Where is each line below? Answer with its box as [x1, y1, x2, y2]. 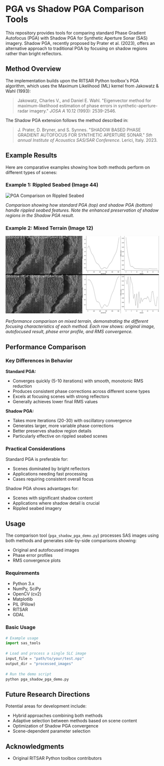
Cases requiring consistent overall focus [12, 476, 94, 482]
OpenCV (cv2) [12, 591, 42, 597]
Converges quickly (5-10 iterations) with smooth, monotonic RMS [12, 378, 144, 384]
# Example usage [5, 635, 38, 641]
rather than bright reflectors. [5, 50, 63, 57]
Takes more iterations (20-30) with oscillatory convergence [12, 417, 132, 423]
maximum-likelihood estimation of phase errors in [17, 102, 117, 108]
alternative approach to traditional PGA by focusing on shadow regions [5, 45, 147, 51]
